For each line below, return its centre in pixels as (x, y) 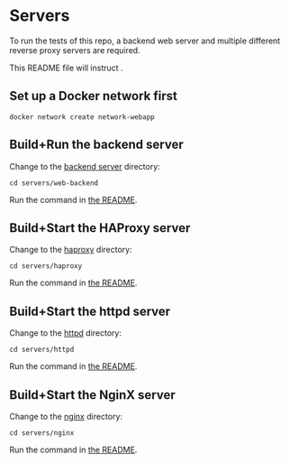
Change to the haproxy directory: (71, 250)
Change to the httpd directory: (65, 333)
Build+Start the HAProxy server (100, 228)
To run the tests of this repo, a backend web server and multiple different (145, 41)
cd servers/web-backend (54, 183)
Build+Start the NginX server (92, 395)
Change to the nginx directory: (66, 417)
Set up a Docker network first (93, 96)
